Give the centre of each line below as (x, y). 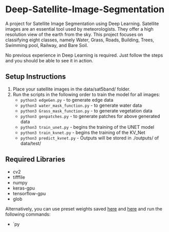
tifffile (19, 177)
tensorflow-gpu (29, 193)
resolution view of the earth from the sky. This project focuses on (74, 34)
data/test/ (31, 143)
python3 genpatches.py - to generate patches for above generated (90, 116)
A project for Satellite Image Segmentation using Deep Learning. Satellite (82, 24)
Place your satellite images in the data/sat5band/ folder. (71, 89)
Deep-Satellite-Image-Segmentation (85, 9)
